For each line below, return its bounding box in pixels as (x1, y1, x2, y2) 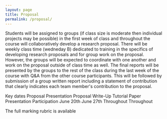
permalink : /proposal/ (5, 16, 52, 21)
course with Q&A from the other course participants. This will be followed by (5, 73, 162, 79)
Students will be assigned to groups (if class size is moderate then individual (5, 30, 163, 36)
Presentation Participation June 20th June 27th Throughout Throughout (5, 98, 153, 104)
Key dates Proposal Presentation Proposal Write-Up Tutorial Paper (5, 93, 141, 99)
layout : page (5, 7, 32, 12)
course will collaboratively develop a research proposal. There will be (5, 41, 148, 47)
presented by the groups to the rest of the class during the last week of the (5, 67, 160, 73)
